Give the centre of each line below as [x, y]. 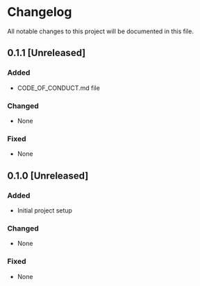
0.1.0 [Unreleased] [48, 176]
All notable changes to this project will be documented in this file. [101, 31]
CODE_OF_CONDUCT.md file [59, 88]
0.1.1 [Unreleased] [47, 53]
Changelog [40, 12]
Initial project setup [45, 210]
